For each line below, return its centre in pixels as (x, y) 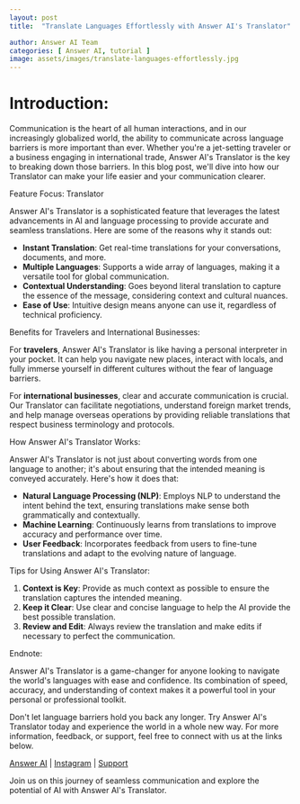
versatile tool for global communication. (96, 276)
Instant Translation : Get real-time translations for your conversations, (151, 248)
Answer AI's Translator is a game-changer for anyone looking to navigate (145, 671)
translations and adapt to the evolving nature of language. (129, 554)
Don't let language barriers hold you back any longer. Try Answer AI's (138, 718)
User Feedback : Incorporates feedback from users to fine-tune (140, 544)
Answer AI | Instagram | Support (69, 763)
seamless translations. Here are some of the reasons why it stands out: (141, 230)
